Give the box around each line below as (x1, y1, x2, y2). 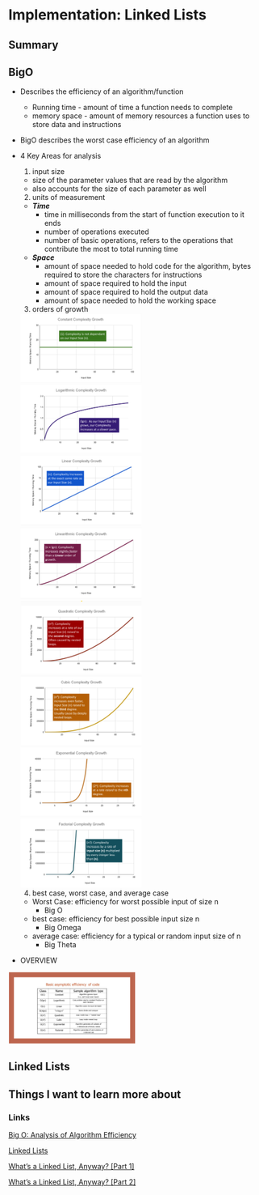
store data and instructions (31, 120, 122, 130)
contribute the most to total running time (44, 245, 179, 254)
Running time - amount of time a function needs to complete (31, 103, 233, 113)
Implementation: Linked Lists (8, 6, 207, 24)
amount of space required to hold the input (44, 279, 187, 288)
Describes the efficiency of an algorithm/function (19, 87, 184, 96)
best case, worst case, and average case (31, 888, 169, 898)
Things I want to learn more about (8, 1087, 182, 1101)
